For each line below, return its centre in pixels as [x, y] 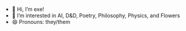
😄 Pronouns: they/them [41, 22]
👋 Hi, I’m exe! [28, 9]
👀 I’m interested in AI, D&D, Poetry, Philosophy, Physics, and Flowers [96, 15]
